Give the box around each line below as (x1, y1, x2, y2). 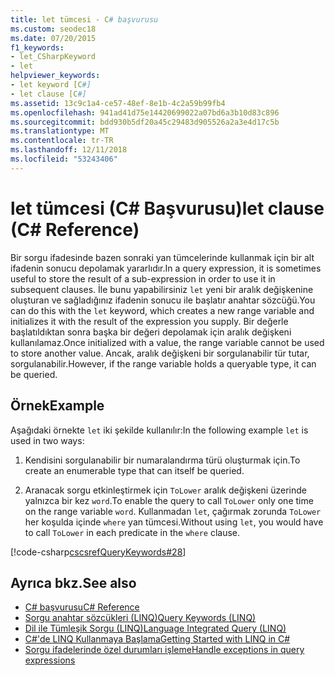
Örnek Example (10, 397, 105, 415)
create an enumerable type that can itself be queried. (24, 464, 245, 476)
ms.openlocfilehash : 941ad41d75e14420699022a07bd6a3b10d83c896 (10, 107, 280, 118)
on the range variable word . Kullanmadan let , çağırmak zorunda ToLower (24, 505, 322, 517)
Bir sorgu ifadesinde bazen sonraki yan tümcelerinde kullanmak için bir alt (10, 251, 315, 263)
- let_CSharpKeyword (10, 52, 97, 62)
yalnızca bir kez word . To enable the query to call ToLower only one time (24, 494, 314, 506)
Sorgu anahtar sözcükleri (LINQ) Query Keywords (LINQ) (24, 612, 257, 624)
